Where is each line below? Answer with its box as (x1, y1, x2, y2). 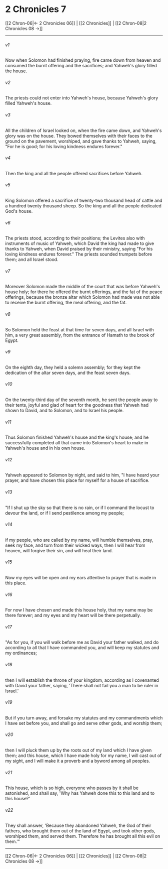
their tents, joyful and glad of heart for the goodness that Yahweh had (5, 402, 149, 408)
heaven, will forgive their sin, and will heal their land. (5, 547, 113, 553)
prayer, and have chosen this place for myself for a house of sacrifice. (5, 477, 150, 483)
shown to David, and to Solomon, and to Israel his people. (5, 407, 124, 413)
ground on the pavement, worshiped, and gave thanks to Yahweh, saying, (5, 138, 157, 144)
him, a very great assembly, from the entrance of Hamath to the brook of (5, 332, 155, 338)
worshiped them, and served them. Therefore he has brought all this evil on (5, 833, 160, 839)
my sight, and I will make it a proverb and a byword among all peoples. (5, 758, 150, 764)
